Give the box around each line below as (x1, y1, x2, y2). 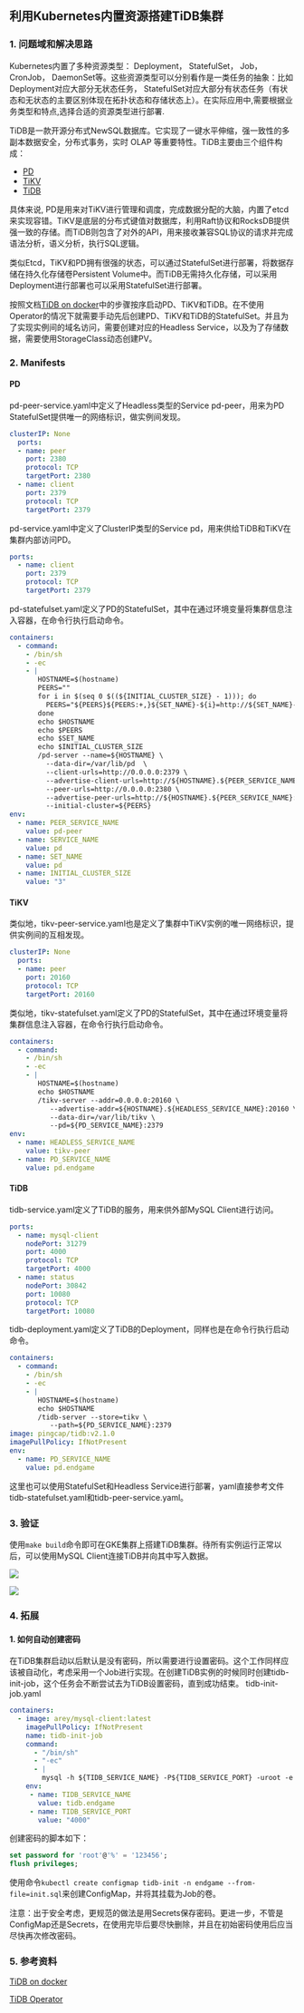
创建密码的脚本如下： (9, 1833, 89, 1843)
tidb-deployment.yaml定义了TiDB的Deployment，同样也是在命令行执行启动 (9, 1324, 290, 1335)
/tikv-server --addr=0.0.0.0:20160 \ (37, 1095, 180, 1104)
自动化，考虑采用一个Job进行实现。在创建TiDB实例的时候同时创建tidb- (24, 1667, 290, 1677)
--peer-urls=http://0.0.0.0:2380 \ (45, 784, 180, 793)
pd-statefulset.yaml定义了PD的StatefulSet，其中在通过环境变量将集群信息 (9, 603, 285, 614)
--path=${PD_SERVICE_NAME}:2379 (49, 1421, 172, 1430)
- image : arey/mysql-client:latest (17, 1715, 152, 1724)
